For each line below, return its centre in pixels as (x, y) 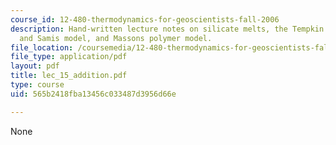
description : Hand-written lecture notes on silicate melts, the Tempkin (167, 29)
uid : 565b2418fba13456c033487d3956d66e (93, 94)
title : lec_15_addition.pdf (69, 76)
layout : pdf (35, 66)
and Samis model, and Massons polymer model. (116, 38)
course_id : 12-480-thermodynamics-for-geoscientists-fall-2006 (145, 19)
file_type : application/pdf (69, 57)
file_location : (42, 47)
